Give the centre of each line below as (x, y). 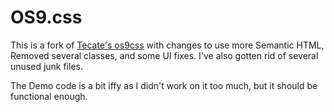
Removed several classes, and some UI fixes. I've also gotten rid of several (164, 55)
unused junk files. (46, 66)
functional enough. (49, 96)
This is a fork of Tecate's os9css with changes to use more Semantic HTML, (167, 45)
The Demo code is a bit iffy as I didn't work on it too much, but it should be (164, 85)
